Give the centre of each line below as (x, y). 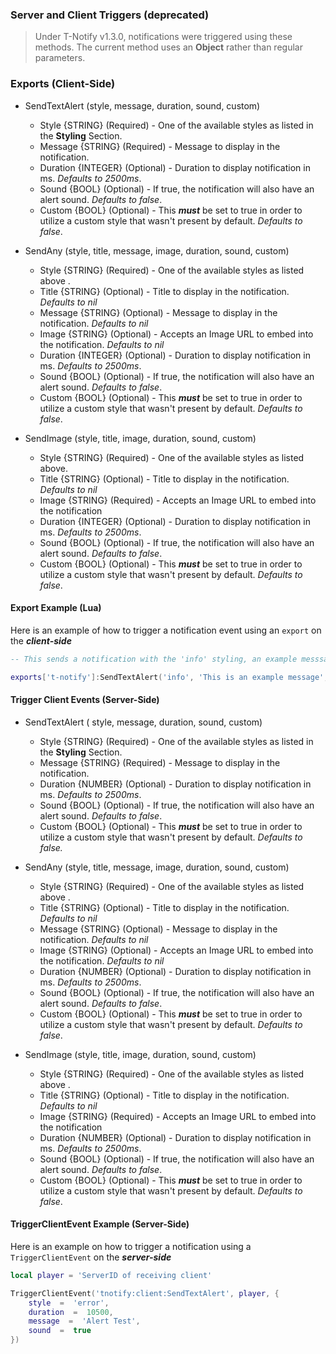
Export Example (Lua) (56, 608)
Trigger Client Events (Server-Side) (85, 700)
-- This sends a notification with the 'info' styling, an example (154, 659)
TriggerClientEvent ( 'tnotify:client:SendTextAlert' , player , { (145, 1293)
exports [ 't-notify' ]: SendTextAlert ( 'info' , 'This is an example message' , (169, 677)
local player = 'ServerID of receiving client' (111, 1275)
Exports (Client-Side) (63, 84)
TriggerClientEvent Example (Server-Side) (100, 1224)
